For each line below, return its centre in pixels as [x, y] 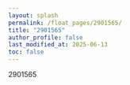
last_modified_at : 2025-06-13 [58, 45]
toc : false [26, 52]
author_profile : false [46, 37]
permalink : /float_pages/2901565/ [65, 23]
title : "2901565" [37, 30]
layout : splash [33, 15]
